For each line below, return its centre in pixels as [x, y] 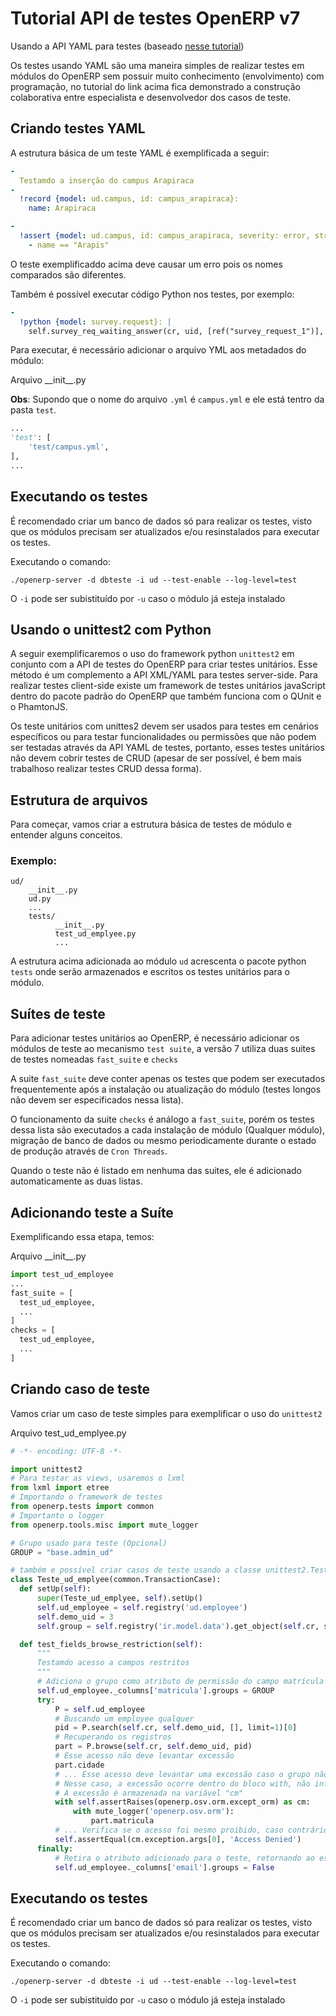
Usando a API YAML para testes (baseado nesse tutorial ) [127, 46]
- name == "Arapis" [69, 245]
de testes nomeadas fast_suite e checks [94, 1059]
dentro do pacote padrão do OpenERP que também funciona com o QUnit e [166, 696]
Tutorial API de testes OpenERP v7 [155, 18]
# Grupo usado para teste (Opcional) [89, 1543]
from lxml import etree [60, 1488]
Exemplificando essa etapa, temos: [82, 1237]
